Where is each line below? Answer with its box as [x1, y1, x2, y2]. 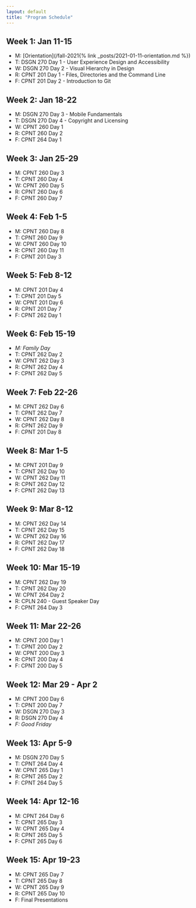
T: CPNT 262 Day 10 [14, 468, 65, 475]
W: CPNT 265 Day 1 [14, 767, 64, 774]
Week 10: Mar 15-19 [6, 563, 80, 573]
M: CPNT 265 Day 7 [14, 870, 64, 878]
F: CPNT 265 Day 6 [14, 838, 63, 845]
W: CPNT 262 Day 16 [14, 532, 67, 540]
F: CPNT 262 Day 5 [14, 370, 63, 377]
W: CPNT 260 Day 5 [14, 181, 64, 189]
